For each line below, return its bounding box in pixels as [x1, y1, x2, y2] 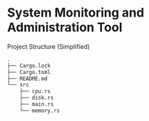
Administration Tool [7, 19, 123, 35]
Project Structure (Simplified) [7, 42, 90, 50]
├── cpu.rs [19, 88, 51, 95]
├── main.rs [19, 101, 54, 108]
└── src [7, 82, 30, 89]
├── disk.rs [19, 95, 54, 102]
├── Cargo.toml [7, 68, 51, 75]
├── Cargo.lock [7, 62, 51, 69]
